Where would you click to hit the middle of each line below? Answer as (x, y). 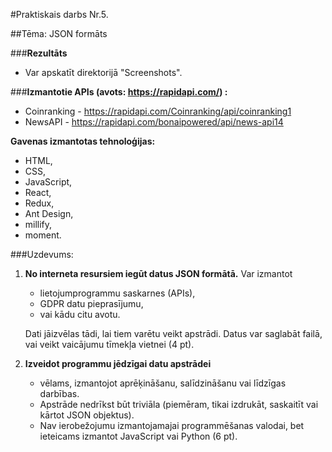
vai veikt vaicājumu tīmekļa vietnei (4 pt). (109, 344)
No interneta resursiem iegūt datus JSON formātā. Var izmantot (158, 273)
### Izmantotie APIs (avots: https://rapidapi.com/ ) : (119, 92)
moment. (43, 235)
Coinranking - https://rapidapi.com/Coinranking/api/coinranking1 (158, 111)
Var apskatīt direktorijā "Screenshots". (103, 72)
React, (38, 192)
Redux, (39, 203)
